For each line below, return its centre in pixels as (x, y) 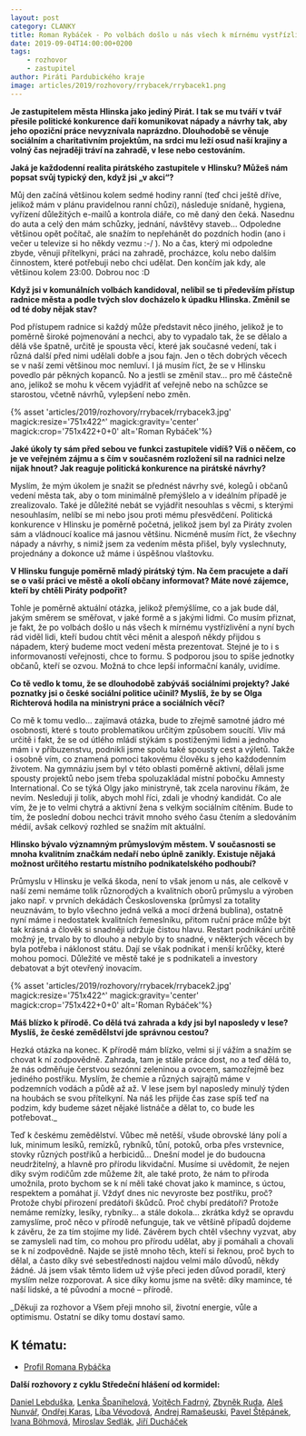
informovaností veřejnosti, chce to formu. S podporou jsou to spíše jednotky (152, 656)
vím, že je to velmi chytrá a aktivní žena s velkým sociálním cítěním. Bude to (152, 807)
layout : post (35, 18)
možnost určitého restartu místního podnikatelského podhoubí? (133, 863)
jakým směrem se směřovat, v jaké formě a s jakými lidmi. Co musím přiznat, (153, 617)
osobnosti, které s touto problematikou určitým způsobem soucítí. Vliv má (148, 730)
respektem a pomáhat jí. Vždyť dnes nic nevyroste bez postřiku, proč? (142, 1192)
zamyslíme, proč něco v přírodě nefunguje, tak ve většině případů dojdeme (151, 1222)
